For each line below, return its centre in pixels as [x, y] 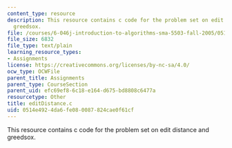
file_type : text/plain [40, 46]
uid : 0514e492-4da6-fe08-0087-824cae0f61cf [71, 110]
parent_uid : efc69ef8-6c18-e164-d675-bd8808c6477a [81, 91]
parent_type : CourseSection [48, 84]
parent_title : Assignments [46, 78]
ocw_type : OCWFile [33, 71]
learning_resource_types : [44, 53]
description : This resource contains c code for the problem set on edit [116, 20]
